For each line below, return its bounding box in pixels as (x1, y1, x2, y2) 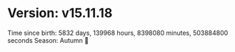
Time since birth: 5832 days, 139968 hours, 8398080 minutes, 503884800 (7, 28, 229, 37)
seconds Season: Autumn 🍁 (7, 36, 89, 44)
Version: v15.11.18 (7, 5, 113, 21)
